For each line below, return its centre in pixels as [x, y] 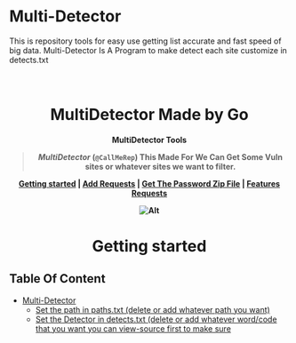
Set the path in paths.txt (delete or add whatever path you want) [153, 309]
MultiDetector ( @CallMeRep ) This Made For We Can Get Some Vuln [160, 156]
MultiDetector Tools [149, 140]
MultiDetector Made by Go [149, 115]
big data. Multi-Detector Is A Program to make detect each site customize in [148, 50]
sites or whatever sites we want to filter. [160, 166]
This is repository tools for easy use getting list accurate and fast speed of [145, 41]
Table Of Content [57, 279]
